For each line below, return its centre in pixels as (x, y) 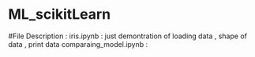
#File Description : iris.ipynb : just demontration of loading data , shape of (127, 36)
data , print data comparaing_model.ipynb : (78, 44)
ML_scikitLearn (60, 14)
